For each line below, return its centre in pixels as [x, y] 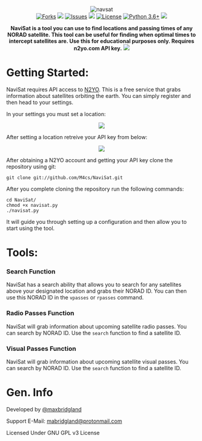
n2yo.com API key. [98, 48]
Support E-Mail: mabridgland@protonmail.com [64, 421]
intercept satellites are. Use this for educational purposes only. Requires [102, 41]
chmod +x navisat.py [32, 205]
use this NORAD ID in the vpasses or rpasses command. [75, 298]
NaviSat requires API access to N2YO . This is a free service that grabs [94, 89]
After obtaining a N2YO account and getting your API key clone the [90, 160]
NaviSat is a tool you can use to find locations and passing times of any [102, 28]
